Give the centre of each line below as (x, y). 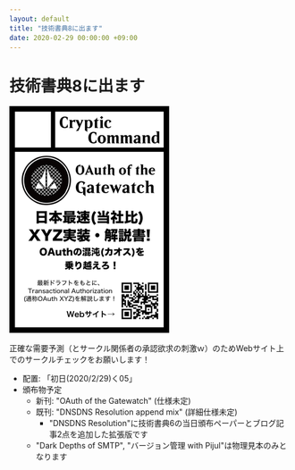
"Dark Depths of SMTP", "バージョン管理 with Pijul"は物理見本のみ (157, 446)
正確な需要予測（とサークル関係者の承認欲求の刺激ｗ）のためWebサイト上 (147, 348)
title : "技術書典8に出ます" (56, 28)
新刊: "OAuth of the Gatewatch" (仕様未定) (113, 401)
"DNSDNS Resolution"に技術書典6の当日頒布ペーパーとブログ (163, 424)
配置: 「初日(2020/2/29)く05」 (79, 379)
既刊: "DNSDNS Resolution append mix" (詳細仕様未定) (137, 412)
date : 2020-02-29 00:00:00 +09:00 (74, 38)
